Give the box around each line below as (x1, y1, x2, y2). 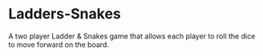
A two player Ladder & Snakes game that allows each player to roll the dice (8, 31, 256, 41)
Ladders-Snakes (8, 5, 122, 23)
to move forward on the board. (8, 39, 110, 49)
